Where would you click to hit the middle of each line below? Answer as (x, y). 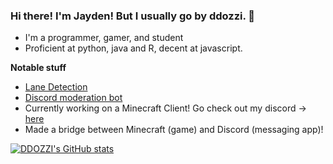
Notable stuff (38, 68)
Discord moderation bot (73, 98)
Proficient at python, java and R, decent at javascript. (133, 48)
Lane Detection (56, 87)
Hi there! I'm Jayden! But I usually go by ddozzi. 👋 (133, 16)
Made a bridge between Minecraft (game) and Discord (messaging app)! (174, 130)
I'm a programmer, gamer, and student (104, 38)
